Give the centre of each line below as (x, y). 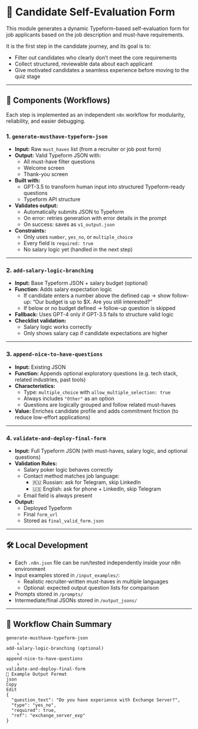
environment (30, 568)
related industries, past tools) (50, 380)
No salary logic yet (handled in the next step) (78, 250)
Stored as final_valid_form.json (64, 520)
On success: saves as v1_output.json (69, 224)
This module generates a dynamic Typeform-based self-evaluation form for (98, 28)
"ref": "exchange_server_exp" (48, 715)
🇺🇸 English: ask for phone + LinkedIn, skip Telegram (97, 489)
